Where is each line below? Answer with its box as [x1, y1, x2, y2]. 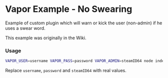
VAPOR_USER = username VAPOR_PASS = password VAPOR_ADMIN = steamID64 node [5, 59, 153, 64]
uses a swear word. [5, 25, 46, 31]
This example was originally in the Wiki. [5, 35, 86, 41]
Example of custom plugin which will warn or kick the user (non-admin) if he [5, 20, 162, 26]
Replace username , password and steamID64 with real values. [5, 68, 126, 74]
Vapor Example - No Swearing [5, 3, 132, 15]
